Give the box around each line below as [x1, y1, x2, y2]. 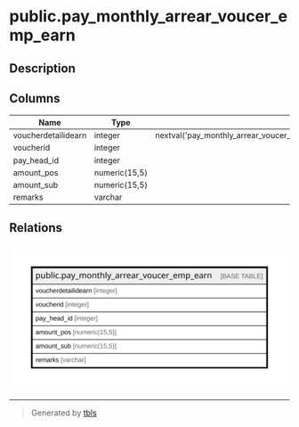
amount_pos [12, 167, 59, 177]
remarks [12, 192, 44, 202]
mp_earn [9, 25, 76, 45]
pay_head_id [12, 154, 60, 166]
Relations [9, 220, 63, 235]
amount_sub [12, 180, 59, 191]
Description [9, 61, 76, 76]
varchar [93, 192, 123, 202]
